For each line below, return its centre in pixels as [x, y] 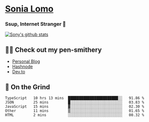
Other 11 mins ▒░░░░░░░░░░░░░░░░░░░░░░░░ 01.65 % [75, 111]
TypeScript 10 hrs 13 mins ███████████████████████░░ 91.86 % [75, 98]
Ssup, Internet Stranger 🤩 [36, 24]
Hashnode [22, 67]
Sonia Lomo [29, 9]
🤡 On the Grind [27, 87]
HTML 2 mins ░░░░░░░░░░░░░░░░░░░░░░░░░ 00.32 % [75, 115]
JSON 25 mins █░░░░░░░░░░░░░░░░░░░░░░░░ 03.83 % [75, 103]
